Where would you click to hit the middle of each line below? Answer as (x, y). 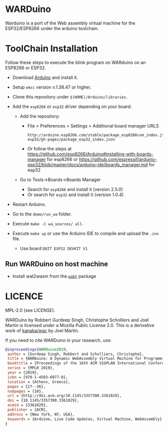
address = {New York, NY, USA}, (41, 414)
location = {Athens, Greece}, (39, 382)
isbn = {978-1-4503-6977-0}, (38, 377)
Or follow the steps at (49, 148)
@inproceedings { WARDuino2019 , (37, 349)
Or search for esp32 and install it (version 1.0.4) (75, 194)
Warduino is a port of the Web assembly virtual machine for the (70, 23)
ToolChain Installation (51, 49)
